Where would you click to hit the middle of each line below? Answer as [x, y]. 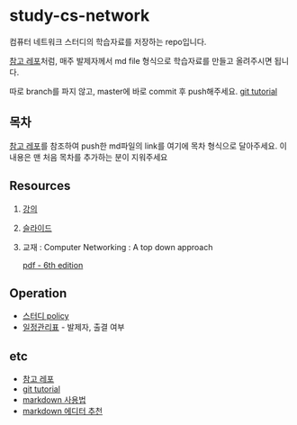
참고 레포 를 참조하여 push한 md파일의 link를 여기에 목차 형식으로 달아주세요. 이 [148, 146]
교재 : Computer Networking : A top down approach [117, 247]
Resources [40, 186]
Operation [38, 293]
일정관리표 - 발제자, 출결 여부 [73, 327]
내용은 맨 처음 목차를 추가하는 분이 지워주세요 [89, 157]
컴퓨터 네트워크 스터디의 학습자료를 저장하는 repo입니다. [108, 41]
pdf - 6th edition [53, 265]
